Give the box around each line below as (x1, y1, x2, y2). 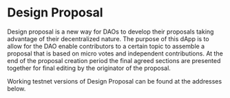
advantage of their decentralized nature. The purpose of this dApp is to (7, 34, 209, 42)
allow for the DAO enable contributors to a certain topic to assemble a (7, 42, 205, 50)
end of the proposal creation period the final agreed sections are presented (7, 56, 221, 64)
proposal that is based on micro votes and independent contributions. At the (7, 49, 224, 58)
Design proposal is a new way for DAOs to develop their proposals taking (7, 27, 214, 36)
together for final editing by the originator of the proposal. (7, 64, 171, 72)
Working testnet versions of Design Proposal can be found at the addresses (7, 77, 222, 85)
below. (7, 84, 26, 93)
